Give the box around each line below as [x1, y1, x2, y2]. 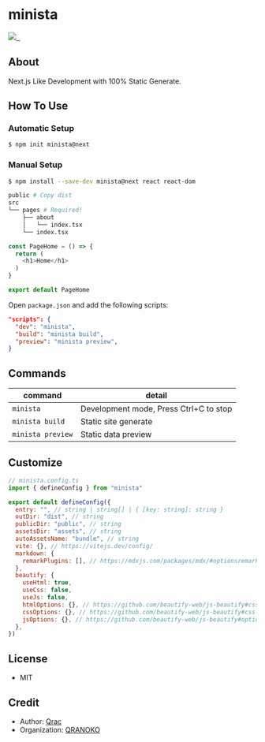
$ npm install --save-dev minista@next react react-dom [8, 177, 196, 185]
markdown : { [15, 550, 55, 557]
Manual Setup [8, 159, 63, 170]
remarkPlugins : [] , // [22, 557, 97, 565]
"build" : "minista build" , [15, 330, 104, 338]
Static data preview [80, 429, 152, 440]
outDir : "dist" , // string [15, 513, 104, 521]
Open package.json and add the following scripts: [8, 300, 169, 309]
